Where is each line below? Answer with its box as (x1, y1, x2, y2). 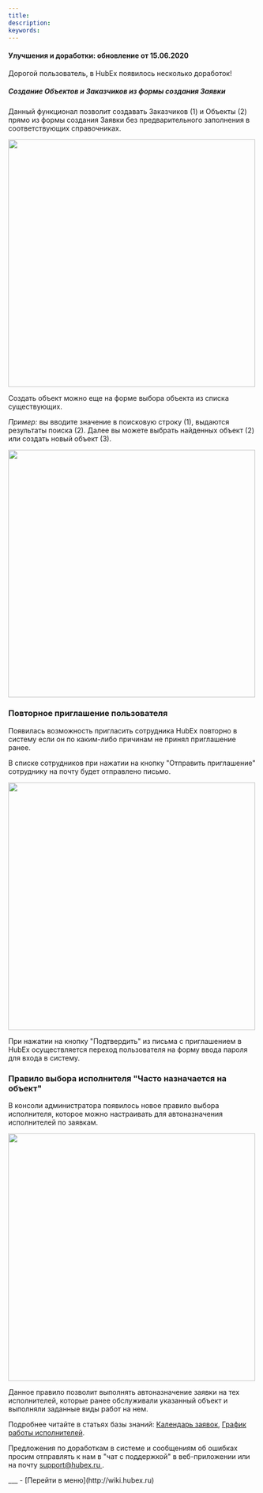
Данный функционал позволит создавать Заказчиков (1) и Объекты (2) (8, 106, 247, 116)
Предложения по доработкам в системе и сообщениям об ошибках (8, 1443, 239, 1453)
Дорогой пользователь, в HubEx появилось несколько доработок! (8, 68, 232, 78)
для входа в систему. (8, 1053, 81, 1062)
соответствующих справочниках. (8, 124, 122, 133)
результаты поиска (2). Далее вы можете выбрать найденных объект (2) (8, 425, 255, 435)
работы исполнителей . (8, 1428, 85, 1438)
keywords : (8, 26, 41, 34)
